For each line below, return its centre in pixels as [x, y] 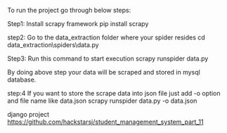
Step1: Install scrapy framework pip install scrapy [78, 24]
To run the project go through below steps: [69, 10]
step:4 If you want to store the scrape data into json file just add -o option [114, 93]
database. [22, 80]
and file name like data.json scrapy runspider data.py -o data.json [102, 101]
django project [28, 114]
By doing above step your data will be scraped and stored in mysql [104, 72]
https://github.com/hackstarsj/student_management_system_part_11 [105, 122]
